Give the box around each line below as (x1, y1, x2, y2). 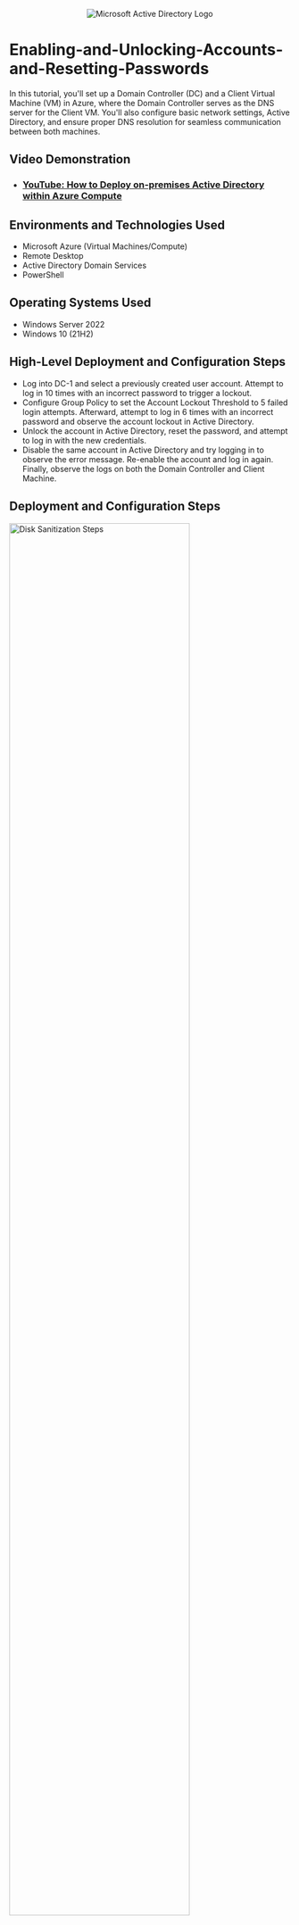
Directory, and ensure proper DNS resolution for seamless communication (9, 116, 281, 127)
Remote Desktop (21, 251, 84, 261)
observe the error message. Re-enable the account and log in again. (21, 453, 274, 464)
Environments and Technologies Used (9, 217, 226, 232)
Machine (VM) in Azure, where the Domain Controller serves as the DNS (9, 97, 275, 108)
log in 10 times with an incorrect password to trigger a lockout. (21, 387, 253, 398)
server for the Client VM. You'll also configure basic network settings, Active (9, 107, 290, 118)
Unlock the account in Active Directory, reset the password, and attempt (21, 425, 288, 436)
